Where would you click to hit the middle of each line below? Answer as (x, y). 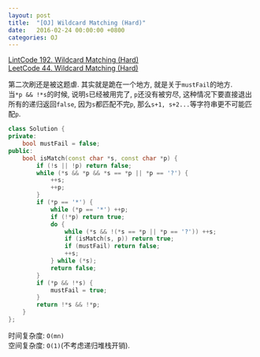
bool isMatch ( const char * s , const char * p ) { (100, 158)
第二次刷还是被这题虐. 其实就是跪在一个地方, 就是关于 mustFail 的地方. (121, 84)
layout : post (30, 15)
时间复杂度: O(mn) (36, 335)
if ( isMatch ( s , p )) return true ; (119, 239)
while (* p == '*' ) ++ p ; (89, 210)
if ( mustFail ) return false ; (112, 246)
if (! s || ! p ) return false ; (84, 165)
